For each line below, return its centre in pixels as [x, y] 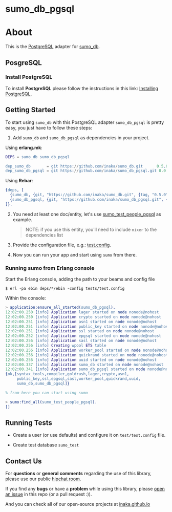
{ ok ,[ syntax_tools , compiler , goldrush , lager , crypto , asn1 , [67, 374]
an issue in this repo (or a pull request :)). [49, 494]
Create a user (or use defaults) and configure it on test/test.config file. [89, 435]
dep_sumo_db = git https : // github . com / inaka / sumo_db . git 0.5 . [86, 166]
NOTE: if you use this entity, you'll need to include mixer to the [91, 229]
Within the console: [26, 298]
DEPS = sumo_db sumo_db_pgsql [38, 157]
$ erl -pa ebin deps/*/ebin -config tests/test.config [65, 289]
